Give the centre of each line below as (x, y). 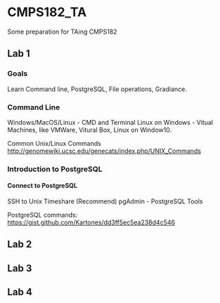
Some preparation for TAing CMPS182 (62, 32)
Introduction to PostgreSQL (55, 169)
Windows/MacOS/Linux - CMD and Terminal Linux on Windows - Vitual (110, 122)
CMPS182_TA (47, 12)
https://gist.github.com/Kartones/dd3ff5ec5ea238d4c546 (91, 222)
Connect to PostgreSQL (43, 186)
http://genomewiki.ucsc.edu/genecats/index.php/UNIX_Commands (104, 151)
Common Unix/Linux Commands (54, 143)
